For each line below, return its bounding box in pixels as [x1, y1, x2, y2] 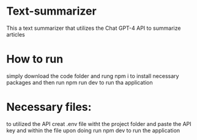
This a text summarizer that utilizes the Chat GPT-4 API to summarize [6, 24, 181, 32]
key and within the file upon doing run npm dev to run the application [6, 127, 180, 134]
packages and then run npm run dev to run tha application [6, 79, 153, 86]
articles [6, 30, 26, 38]
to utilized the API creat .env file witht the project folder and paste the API [6, 120, 191, 127]
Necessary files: [6, 100, 92, 114]
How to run [6, 52, 64, 66]
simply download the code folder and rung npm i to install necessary [6, 72, 179, 80]
